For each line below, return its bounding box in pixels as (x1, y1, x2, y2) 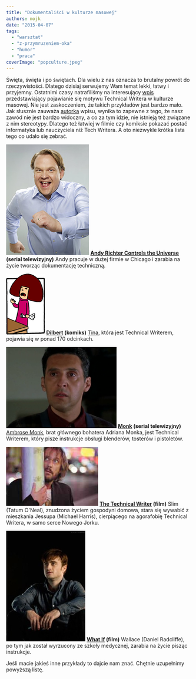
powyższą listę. (6, 666, 44, 673)
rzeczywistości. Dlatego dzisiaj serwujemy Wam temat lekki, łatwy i (6, 83, 170, 90)
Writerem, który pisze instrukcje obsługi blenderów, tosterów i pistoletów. (6, 435, 184, 442)
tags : (6, 28, 19, 34)
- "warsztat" (11, 34, 44, 41)
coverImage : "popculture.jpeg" (6, 59, 83, 65)
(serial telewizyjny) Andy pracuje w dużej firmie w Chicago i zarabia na (6, 255, 181, 262)
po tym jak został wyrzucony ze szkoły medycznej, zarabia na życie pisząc (6, 642, 188, 649)
